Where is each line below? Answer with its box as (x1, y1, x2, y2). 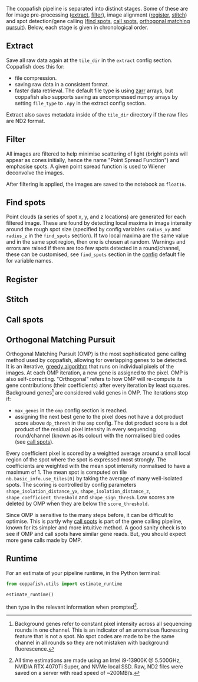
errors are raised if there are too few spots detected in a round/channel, (6, 245, 181, 252)
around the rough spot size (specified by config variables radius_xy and (6, 226, 181, 233)
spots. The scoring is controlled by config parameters (6, 481, 137, 489)
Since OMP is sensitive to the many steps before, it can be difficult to (6, 512, 174, 519)
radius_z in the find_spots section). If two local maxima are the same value (6, 232, 189, 239)
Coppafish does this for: (6, 63, 65, 70)
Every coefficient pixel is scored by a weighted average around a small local (6, 450, 190, 457)
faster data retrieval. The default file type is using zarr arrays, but (14, 87, 173, 94)
